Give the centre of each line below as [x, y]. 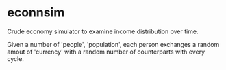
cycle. [15, 58]
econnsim [36, 13]
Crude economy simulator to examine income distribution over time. [103, 31]
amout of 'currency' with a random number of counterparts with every [106, 52]
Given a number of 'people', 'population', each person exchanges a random [113, 44]
